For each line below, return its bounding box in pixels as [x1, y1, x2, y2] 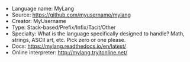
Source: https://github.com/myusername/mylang [11, 11, 131, 18]
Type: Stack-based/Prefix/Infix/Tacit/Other [11, 24, 116, 31]
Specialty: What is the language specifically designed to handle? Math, [11, 30, 185, 37]
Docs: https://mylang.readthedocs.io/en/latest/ [11, 43, 126, 50]
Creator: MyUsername [11, 18, 66, 24]
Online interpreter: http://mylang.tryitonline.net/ [11, 49, 128, 56]
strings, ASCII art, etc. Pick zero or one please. [11, 37, 126, 43]
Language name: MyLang [11, 5, 75, 12]
